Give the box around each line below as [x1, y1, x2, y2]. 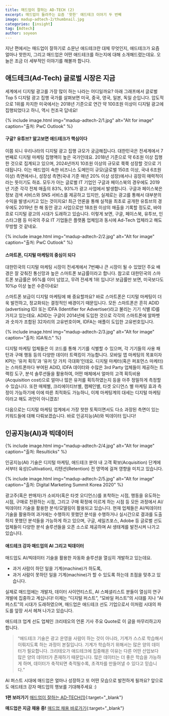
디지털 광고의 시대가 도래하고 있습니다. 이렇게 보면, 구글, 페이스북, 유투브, [14, 211, 158, 217]
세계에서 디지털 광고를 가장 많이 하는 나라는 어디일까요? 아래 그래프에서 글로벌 [5, 88, 158, 94]
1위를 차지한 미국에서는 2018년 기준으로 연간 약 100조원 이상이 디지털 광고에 [14, 101, 164, 107]
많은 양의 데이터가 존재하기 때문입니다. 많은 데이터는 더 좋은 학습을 [17, 654, 148, 660]
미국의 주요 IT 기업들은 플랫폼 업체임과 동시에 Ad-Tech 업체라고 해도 [28, 217, 162, 223]
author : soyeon [5, 31, 37, 36]
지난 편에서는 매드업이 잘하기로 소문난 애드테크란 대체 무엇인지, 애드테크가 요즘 [5, 45, 160, 51]
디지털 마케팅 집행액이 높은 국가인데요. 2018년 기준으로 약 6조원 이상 [18, 154, 153, 160]
